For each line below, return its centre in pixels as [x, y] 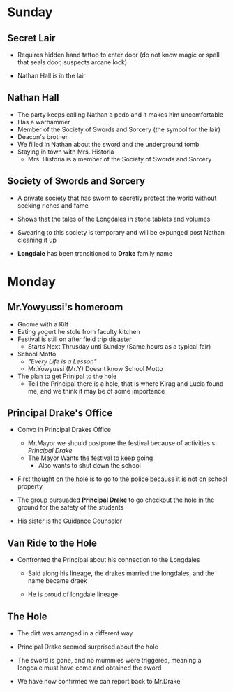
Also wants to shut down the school [89, 466]
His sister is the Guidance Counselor [70, 521]
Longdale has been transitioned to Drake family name [95, 253]
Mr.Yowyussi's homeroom [65, 307]
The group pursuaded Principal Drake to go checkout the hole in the [116, 500]
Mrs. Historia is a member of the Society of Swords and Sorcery [120, 159]
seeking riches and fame [53, 205]
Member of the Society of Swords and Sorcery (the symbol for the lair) [119, 129]
